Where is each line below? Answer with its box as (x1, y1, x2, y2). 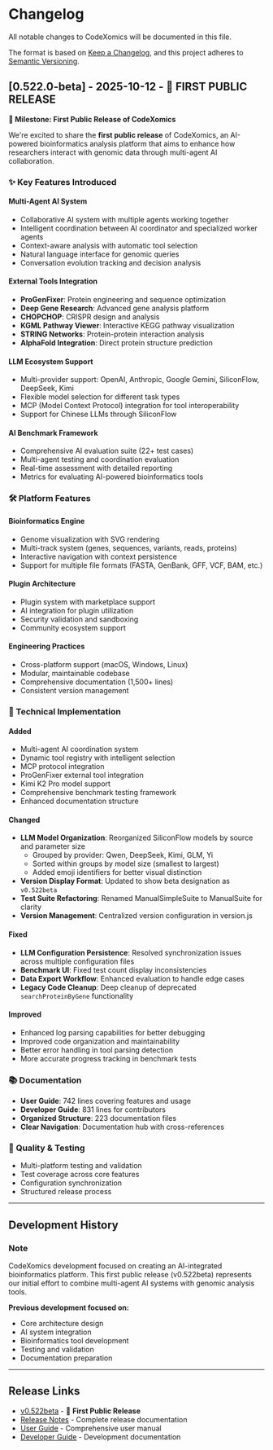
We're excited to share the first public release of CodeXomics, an (8, 130, 229, 139)
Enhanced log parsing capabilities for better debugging (19, 1027, 206, 1037)
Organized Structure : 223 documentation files (19, 1114, 177, 1123)
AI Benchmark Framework (8, 428, 99, 437)
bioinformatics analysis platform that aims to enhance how (39, 138, 236, 148)
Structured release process (19, 1187, 112, 1197)
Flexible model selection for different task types (19, 392, 180, 402)
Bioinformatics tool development (19, 1336, 129, 1346)
